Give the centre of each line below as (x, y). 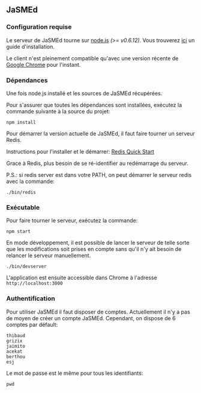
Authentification (31, 299)
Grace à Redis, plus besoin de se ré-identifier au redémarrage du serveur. (97, 163)
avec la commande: (31, 181)
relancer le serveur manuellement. (49, 256)
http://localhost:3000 (34, 283)
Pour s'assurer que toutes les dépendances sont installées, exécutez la (94, 105)
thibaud (16, 336)
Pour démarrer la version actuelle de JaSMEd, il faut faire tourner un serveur (100, 133)
